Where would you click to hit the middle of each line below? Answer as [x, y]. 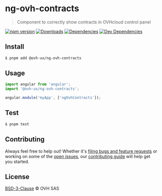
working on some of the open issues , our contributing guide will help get [78, 156]
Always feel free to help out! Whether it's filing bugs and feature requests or [81, 151]
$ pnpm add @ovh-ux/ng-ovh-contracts [43, 58]
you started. [17, 161]
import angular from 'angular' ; [38, 84]
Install [15, 47]
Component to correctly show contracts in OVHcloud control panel [84, 22]
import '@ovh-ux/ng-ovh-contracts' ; [42, 89]
